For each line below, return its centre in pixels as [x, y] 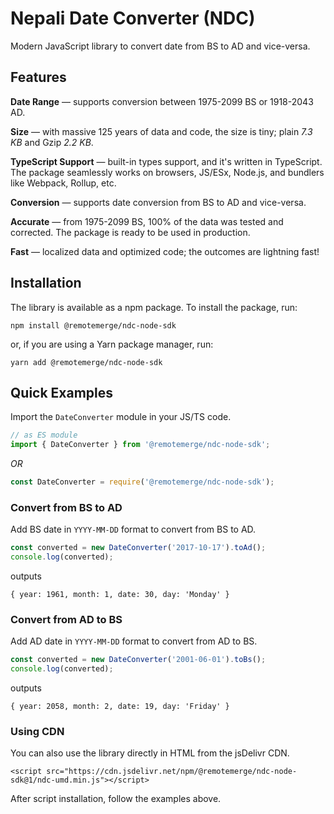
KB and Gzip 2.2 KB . [52, 142]
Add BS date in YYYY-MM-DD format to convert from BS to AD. [133, 529]
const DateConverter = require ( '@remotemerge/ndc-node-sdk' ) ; [142, 482]
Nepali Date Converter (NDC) [133, 18]
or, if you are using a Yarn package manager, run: [112, 344]
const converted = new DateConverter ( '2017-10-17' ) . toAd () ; [138, 548]
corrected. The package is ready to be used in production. [130, 232]
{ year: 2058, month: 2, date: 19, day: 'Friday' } [120, 707]
